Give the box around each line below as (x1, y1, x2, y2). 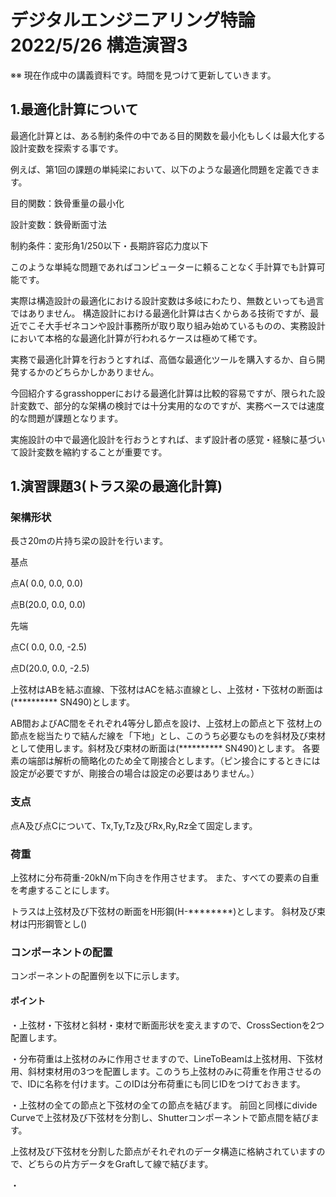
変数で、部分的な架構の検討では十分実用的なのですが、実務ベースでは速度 (18, 399, 325, 411)
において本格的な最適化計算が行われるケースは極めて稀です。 (10, 332, 263, 344)
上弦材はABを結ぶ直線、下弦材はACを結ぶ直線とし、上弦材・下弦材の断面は (10, 684, 324, 696)
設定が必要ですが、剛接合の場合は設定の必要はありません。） (10, 767, 260, 780)
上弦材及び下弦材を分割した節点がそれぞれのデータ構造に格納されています (10, 1145, 317, 1157)
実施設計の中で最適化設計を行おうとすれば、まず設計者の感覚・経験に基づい (10, 433, 326, 445)
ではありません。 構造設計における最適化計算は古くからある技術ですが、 (10, 307, 311, 319)
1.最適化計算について (10, 101, 139, 118)
